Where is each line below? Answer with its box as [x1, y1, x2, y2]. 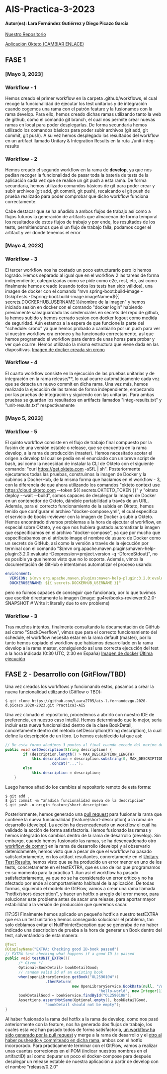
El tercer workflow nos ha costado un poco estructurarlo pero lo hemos [5, 267, 152, 273]
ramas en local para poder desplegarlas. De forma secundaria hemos [5, 122, 147, 128]
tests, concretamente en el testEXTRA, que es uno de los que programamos [5, 864, 161, 870]
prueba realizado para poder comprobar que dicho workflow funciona [5, 193, 149, 199]
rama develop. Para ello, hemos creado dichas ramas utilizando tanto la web [5, 111, 162, 117]
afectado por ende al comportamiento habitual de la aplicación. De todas [5, 880, 155, 886]
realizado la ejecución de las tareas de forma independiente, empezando [5, 386, 155, 392]
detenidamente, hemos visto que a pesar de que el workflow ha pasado [5, 848, 152, 854]
